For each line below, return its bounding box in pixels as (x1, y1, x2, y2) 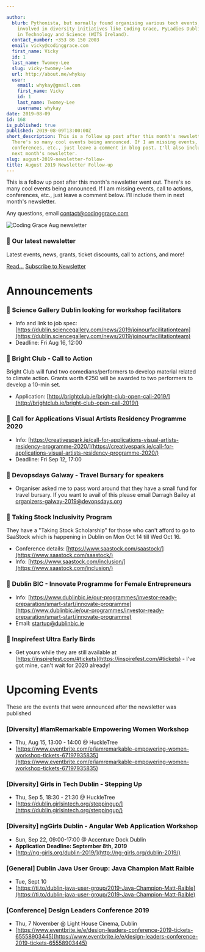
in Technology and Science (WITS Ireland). (17, 31, 130, 37)
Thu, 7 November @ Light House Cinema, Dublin (15, 920, 137, 928)
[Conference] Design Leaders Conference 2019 (6, 906, 149, 914)
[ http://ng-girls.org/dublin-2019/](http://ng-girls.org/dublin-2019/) (15, 849, 181, 856)
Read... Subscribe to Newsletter (6, 262, 87, 270)
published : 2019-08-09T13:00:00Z (6, 128, 92, 134)
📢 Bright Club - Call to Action (6, 355, 93, 363)
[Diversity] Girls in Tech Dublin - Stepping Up (6, 780, 142, 788)
